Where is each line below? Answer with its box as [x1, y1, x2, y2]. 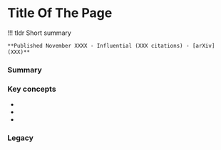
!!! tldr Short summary [7, 28, 71, 37]
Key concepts [7, 84, 56, 94]
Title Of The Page [7, 5, 113, 21]
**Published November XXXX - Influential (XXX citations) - [7, 42, 190, 49]
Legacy [7, 133, 34, 143]
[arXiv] [192, 42, 215, 49]
